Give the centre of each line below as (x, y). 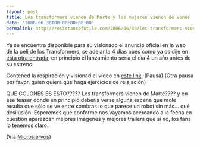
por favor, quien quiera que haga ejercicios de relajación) (76, 82)
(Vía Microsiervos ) (29, 137)
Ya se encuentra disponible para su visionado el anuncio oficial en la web (96, 45)
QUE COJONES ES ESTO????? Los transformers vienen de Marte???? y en (97, 94)
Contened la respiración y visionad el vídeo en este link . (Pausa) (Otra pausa (100, 76)
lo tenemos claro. (27, 125)
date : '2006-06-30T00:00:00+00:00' (50, 23)
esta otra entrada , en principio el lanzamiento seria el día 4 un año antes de (99, 58)
